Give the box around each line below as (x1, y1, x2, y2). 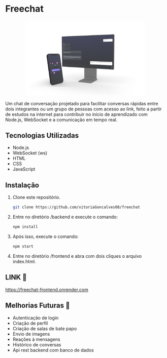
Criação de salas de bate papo (12, 325, 77, 332)
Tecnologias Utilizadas (5, 131, 79, 140)
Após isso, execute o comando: (12, 233, 79, 240)
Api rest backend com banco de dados (12, 347, 94, 353)
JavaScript (12, 166, 36, 172)
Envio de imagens (12, 331, 50, 337)
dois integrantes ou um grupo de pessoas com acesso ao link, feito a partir (5, 106, 162, 112)
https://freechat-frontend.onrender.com (5, 287, 89, 293)
